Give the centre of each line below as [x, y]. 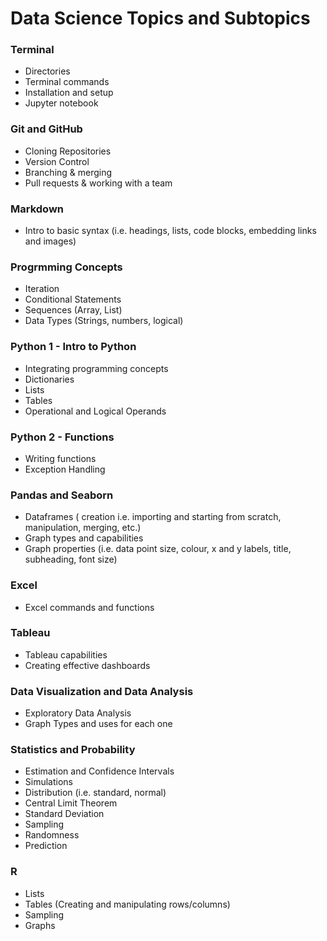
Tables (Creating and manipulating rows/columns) [127, 904]
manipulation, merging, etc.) [83, 528]
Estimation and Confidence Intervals [99, 771]
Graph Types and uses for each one [98, 724]
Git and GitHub [46, 129]
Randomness [52, 835]
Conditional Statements [73, 299]
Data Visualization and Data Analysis [102, 691]
